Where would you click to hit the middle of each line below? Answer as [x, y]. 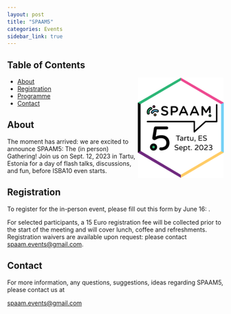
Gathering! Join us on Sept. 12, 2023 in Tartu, [71, 156]
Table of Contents [46, 65]
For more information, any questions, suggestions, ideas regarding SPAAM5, [115, 282]
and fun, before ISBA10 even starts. [57, 170]
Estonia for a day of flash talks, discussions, [69, 163]
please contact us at [36, 289]
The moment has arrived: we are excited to [68, 142]
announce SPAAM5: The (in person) [58, 148]
